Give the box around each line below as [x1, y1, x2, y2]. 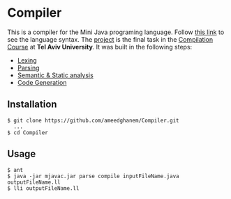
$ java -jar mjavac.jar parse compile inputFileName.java [7, 173, 179, 180]
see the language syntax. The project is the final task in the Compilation [7, 35, 214, 43]
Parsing [17, 63, 40, 72]
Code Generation [17, 78, 67, 86]
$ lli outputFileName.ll [7, 184, 80, 192]
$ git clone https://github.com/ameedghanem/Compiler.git [7, 117, 179, 124]
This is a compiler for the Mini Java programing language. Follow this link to [7, 28, 225, 36]
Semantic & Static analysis [17, 71, 94, 79]
